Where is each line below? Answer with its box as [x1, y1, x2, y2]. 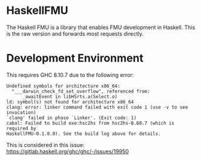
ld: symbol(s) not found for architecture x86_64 [6, 99, 134, 105]
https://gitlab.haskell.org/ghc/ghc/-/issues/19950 [6, 148, 129, 155]
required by [6, 125, 36, 131]
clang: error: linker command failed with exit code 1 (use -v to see [6, 104, 188, 110]
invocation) [6, 110, 36, 116]
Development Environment [6, 51, 143, 65]
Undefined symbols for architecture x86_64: [6, 83, 120, 89]
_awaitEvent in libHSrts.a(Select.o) [22, 93, 118, 100]
